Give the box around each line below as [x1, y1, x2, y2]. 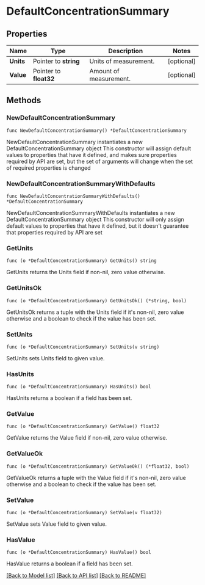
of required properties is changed [6, 164, 91, 172]
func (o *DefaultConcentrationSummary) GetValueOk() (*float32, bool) [6, 463, 190, 470]
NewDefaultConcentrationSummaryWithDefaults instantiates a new [6, 209, 175, 216]
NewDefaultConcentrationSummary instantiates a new [6, 138, 143, 145]
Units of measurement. [89, 57, 155, 65]
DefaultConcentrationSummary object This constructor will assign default [6, 145, 191, 152]
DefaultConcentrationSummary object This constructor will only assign [6, 216, 184, 223]
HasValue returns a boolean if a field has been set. [6, 560, 133, 567]
